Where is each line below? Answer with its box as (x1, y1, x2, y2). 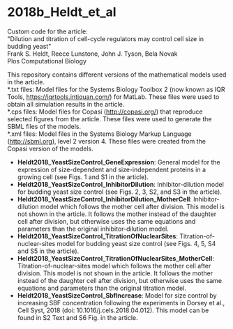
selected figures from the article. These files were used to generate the (7, 114, 212, 123)
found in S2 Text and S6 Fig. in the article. (17, 313, 138, 321)
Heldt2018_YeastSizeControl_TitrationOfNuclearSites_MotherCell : (17, 254, 214, 262)
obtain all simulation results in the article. (7, 100, 125, 108)
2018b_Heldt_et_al (7, 4, 116, 20)
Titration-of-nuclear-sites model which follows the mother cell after (17, 261, 211, 270)
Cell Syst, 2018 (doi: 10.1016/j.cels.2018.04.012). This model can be (17, 306, 209, 314)
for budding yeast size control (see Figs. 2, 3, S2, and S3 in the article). (17, 188, 222, 196)
